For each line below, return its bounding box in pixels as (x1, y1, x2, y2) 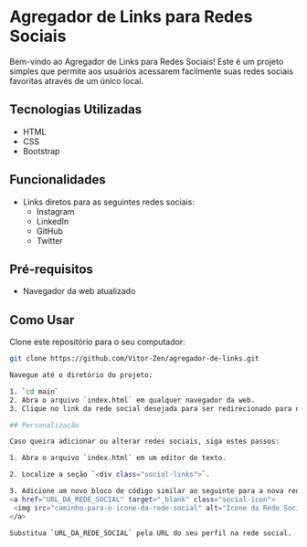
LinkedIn (36, 216, 69, 226)
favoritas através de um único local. (9, 75, 144, 86)
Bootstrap (22, 145, 60, 156)
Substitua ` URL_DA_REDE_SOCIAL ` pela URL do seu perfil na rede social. (9, 528, 292, 538)
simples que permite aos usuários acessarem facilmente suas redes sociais (9, 66, 294, 77)
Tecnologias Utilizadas (9, 102, 143, 118)
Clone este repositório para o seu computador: (9, 336, 185, 348)
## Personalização (9, 420, 79, 430)
